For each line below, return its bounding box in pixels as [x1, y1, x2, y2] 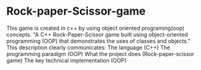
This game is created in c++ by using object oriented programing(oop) [6, 24, 185, 32]
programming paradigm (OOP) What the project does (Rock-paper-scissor [6, 50, 195, 57]
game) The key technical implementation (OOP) [6, 57, 127, 64]
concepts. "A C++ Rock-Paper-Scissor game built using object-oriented [6, 30, 189, 38]
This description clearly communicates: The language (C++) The [6, 44, 170, 51]
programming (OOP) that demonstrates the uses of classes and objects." [6, 37, 191, 44]
